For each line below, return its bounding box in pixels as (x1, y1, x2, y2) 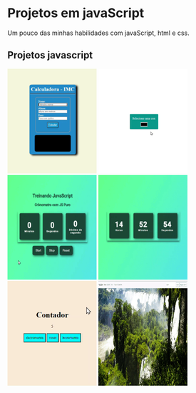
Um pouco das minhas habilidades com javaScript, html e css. (7, 29, 190, 37)
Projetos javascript (7, 49, 93, 61)
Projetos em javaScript (7, 5, 145, 21)
